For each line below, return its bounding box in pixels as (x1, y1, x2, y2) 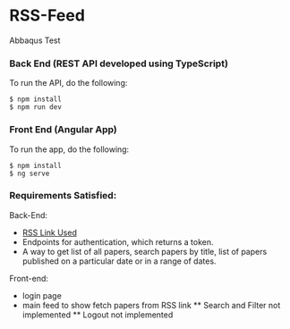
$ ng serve (9, 169, 50, 178)
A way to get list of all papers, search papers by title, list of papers (21, 246, 268, 257)
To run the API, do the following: (9, 78, 128, 89)
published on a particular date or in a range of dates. (21, 256, 217, 266)
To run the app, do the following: (9, 144, 130, 155)
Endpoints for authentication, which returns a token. (21, 236, 214, 247)
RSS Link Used (21, 227, 78, 238)
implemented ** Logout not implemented (21, 309, 174, 320)
